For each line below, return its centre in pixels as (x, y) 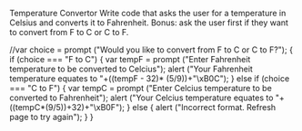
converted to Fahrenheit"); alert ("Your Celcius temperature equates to (141, 98)
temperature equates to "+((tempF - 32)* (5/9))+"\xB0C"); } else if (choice (150, 79)
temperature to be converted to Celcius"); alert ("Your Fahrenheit (131, 69)
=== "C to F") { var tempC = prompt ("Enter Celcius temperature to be (141, 88)
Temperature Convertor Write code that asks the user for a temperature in (148, 13)
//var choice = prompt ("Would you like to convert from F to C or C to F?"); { (151, 50)
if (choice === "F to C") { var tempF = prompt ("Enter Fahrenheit (130, 59)
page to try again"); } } (51, 117)
